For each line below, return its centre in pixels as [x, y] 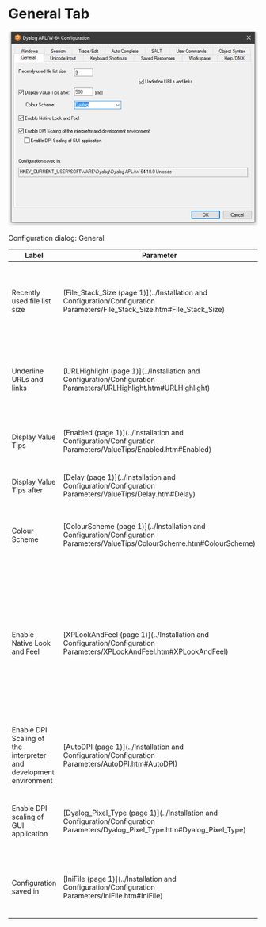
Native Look [31, 643]
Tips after [27, 490]
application [30, 834]
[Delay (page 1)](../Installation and [119, 477]
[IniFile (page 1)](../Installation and [120, 879]
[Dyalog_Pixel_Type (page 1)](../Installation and [141, 813]
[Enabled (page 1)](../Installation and [123, 433]
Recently [26, 292]
